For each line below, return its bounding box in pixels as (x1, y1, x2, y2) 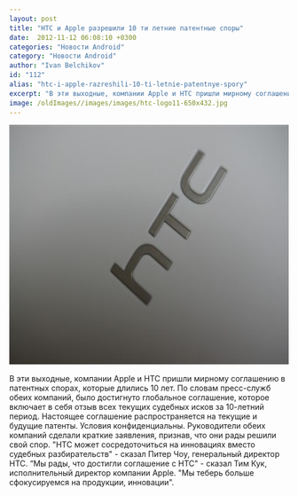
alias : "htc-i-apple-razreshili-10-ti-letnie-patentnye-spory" (9, 80, 248, 89)
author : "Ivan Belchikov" (9, 61, 105, 70)
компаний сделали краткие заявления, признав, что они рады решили (9, 429, 277, 440)
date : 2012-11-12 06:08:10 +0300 (9, 33, 137, 42)
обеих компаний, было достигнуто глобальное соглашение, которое (9, 391, 271, 403)
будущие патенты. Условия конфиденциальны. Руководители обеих (9, 420, 266, 430)
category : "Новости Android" (9, 51, 117, 61)
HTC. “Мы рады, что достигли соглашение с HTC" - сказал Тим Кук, (9, 458, 268, 468)
